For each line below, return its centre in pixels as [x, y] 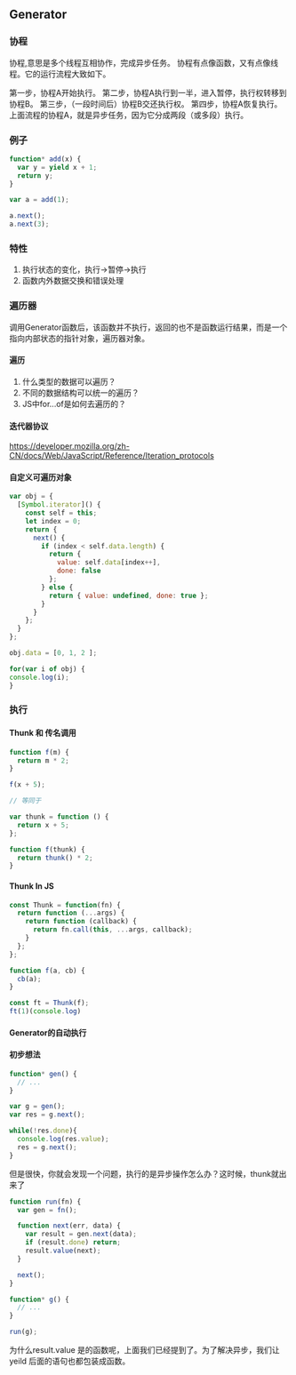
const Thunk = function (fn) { [65, 905]
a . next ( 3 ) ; [29, 224]
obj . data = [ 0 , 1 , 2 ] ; [53, 653]
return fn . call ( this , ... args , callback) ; [112, 930]
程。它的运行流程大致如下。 [60, 74]
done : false [79, 571]
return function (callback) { [81, 922]
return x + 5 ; [43, 825]
